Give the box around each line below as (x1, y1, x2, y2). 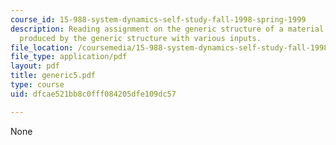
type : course (10, 80, 65, 90)
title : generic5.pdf (10, 71, 97, 81)
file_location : (10, 42, 74, 53)
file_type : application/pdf (10, 52, 128, 62)
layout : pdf (10, 61, 60, 71)
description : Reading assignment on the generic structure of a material (10, 24, 325, 34)
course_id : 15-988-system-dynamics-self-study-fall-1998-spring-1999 (10, 14, 307, 25)
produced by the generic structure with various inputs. (19, 33, 262, 43)
